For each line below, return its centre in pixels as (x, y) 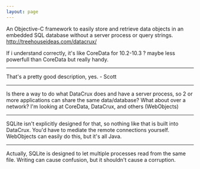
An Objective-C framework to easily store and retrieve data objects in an (95, 29)
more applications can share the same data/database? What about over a (96, 100)
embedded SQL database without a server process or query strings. (90, 35)
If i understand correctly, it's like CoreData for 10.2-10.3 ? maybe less (91, 53)
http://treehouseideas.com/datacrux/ (51, 41)
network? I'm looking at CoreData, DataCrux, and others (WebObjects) (93, 106)
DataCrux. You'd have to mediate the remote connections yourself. (88, 130)
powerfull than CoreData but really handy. (57, 59)
